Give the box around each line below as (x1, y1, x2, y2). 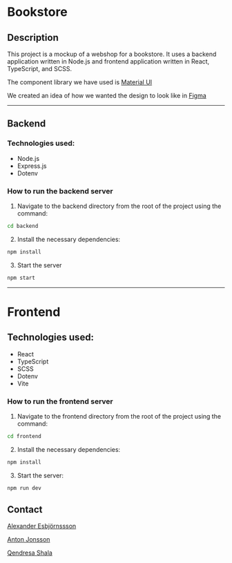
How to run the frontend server (7, 397, 113, 406)
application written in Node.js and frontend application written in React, (7, 57, 210, 66)
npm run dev (7, 484, 41, 491)
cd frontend (7, 432, 41, 439)
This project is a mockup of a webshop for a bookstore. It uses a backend (7, 50, 217, 58)
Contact (7, 504, 43, 515)
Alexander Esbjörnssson (7, 522, 77, 531)
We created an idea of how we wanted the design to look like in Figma (7, 91, 207, 99)
